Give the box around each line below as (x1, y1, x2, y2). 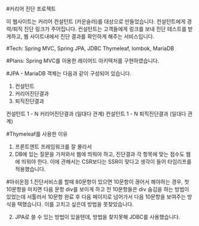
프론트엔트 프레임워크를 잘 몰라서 (14, 143, 92, 150)
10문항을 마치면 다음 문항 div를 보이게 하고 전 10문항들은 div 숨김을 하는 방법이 (6, 186, 189, 193)
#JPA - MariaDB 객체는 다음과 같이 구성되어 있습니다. (6, 70, 131, 77)
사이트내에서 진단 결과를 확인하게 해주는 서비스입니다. (29, 33, 155, 40)
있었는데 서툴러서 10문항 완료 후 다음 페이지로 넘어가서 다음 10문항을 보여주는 (6, 193, 186, 200)
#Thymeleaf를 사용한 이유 (6, 130, 68, 138)
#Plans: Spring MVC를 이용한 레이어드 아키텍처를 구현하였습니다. (6, 57, 160, 64)
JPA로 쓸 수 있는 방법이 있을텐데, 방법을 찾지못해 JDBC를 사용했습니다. (14, 213, 180, 220)
